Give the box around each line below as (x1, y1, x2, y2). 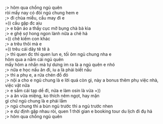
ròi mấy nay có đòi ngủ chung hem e (5, 10, 79, 16)
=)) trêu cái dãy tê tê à (5, 46, 50, 52)
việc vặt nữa (5, 83, 30, 88)
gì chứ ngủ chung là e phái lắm (5, 98, 67, 103)
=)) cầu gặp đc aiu (5, 20, 42, 26)
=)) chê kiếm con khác (5, 36, 50, 41)
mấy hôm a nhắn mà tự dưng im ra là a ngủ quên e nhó (5, 62, 115, 67)
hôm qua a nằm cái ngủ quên (5, 57, 64, 62)
